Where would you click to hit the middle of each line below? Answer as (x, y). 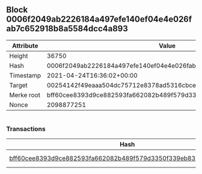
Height (19, 55)
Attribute (25, 46)
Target (19, 85)
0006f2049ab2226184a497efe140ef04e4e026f (99, 20)
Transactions (26, 129)
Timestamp (25, 75)
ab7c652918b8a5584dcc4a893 (67, 29)
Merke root (25, 95)
